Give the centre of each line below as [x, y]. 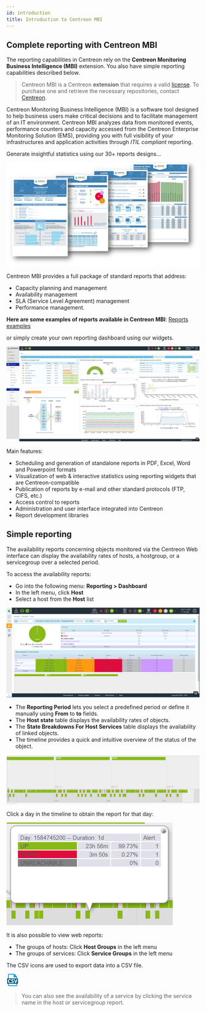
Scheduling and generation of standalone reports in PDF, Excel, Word [103, 463]
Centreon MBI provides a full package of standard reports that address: [97, 276]
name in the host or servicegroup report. [73, 1003]
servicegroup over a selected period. [53, 562]
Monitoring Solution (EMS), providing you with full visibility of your [90, 135]
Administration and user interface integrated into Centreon [89, 509]
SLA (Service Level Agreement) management [72, 301]
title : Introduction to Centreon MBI [55, 19]
